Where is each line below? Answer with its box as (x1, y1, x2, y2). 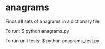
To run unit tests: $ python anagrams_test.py (5, 37, 100, 44)
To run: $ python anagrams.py (5, 28, 69, 34)
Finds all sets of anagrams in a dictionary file (5, 18, 100, 24)
